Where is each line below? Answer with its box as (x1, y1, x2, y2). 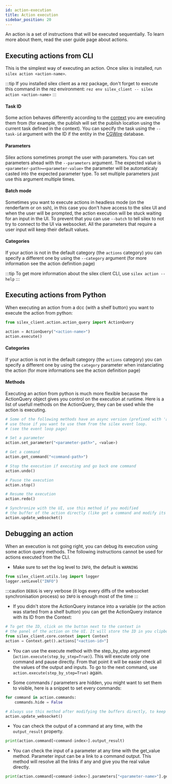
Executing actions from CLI (5, 51, 94, 60)
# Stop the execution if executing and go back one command (5, 463, 137, 469)
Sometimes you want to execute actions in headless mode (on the (5, 199, 144, 205)
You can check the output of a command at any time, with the (12, 723, 143, 729)
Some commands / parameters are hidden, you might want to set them (12, 679, 162, 685)
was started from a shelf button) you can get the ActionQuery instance (12, 609, 162, 615)
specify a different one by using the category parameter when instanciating (5, 361, 164, 368)
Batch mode (5, 188, 32, 194)
